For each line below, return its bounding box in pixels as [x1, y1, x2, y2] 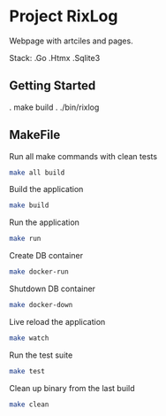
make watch [9, 334, 49, 343]
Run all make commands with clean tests [9, 150, 157, 161]
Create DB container [9, 250, 84, 261]
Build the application [9, 184, 84, 195]
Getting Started [9, 78, 96, 94]
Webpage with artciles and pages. [9, 35, 134, 46]
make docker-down [9, 301, 73, 310]
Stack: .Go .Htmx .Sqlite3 [9, 52, 101, 63]
